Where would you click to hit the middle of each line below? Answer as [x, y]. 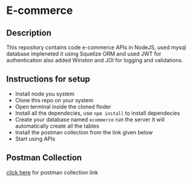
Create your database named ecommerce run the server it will [90, 119]
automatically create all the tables [57, 126]
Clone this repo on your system [54, 100]
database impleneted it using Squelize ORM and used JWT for [84, 54]
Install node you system [45, 94]
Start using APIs [35, 138]
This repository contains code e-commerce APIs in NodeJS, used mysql [96, 47]
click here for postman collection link [52, 172]
